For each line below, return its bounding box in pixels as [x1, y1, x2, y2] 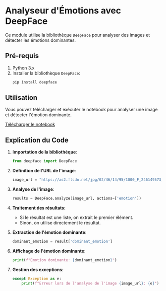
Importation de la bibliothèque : [12, 149, 78, 155]
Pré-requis [5, 52, 39, 60]
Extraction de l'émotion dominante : [12, 229, 87, 235]
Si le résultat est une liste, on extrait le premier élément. [19, 214, 134, 220]
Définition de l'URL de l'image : [12, 168, 76, 174]
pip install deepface [12, 79, 57, 84]
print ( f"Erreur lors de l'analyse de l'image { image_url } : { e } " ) [21, 281, 160, 286]
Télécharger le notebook [5, 122, 55, 128]
